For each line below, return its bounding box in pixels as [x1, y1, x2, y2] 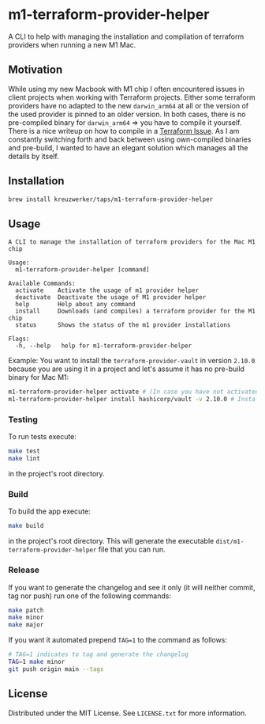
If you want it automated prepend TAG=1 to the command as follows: [8, 635, 227, 645]
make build [8, 522, 44, 530]
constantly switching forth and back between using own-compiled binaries [8, 135, 252, 144]
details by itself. [8, 151, 59, 161]
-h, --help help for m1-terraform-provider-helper [15, 342, 192, 350]
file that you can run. [98, 544, 166, 555]
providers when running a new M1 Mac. [8, 40, 136, 49]
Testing [8, 414, 38, 425]
